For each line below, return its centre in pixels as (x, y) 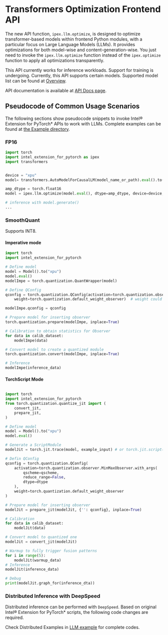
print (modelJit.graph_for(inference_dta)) (50, 583)
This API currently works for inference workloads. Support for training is (79, 70)
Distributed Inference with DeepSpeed (53, 596)
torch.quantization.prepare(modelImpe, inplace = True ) (62, 322)
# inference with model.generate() (42, 203)
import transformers (27, 162)
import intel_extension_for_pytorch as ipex (52, 157)
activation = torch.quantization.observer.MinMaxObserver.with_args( (86, 468)
